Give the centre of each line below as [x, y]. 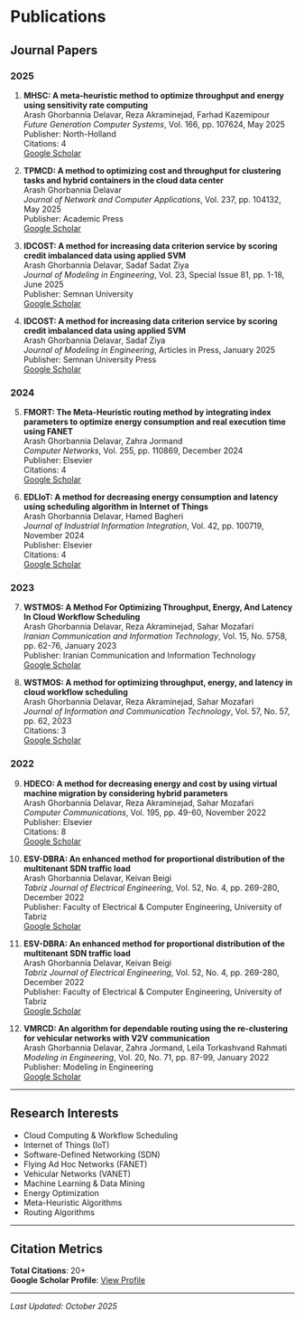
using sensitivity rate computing [85, 105]
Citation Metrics [56, 1249]
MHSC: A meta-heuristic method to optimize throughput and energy [154, 95]
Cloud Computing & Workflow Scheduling [101, 1135]
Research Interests [64, 1113]
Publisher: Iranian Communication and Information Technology [139, 655]
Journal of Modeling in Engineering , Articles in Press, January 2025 [149, 349]
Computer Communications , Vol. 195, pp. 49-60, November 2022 [145, 812]
